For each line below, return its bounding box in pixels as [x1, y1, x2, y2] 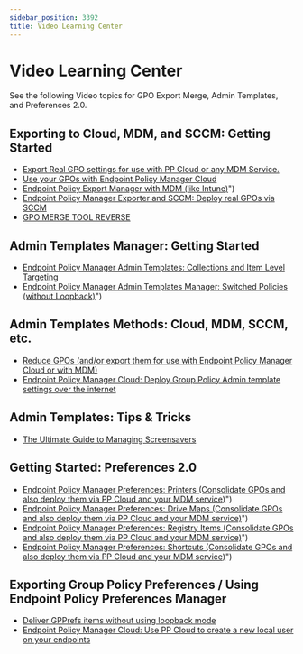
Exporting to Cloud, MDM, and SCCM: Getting [9, 125, 271, 141]
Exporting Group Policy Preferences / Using [9, 576, 260, 592]
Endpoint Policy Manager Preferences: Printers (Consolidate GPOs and [22, 484, 286, 494]
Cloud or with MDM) [22, 364, 98, 375]
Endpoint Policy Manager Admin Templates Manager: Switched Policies [22, 281, 289, 292]
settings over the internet [22, 383, 116, 394]
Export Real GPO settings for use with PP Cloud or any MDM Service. [22, 164, 280, 175]
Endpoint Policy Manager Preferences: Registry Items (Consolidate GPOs [22, 522, 294, 533]
